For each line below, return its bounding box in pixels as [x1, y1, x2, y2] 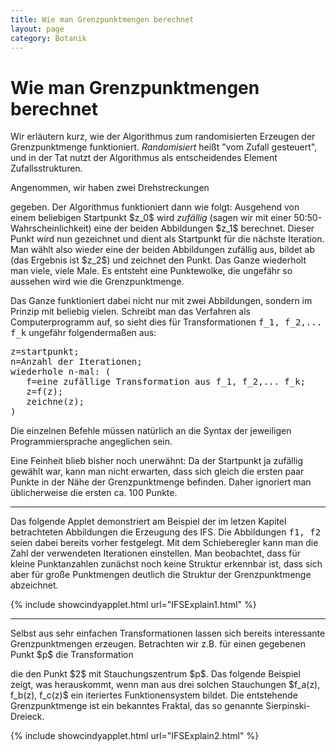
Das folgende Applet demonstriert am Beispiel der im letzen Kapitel [10, 516, 287, 528]
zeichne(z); [26, 396, 85, 408]
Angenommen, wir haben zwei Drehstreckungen [10, 182, 210, 194]
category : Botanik [10, 33, 87, 43]
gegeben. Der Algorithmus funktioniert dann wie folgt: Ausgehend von [10, 201, 300, 213]
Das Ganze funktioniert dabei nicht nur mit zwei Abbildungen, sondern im [10, 295, 313, 307]
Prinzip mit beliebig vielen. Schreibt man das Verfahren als [10, 306, 251, 318]
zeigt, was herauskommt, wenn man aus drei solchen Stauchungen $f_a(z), [10, 679, 321, 691]
